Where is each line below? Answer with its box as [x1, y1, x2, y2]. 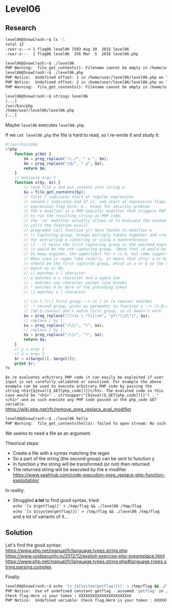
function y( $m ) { [14, 151, 52, 156]
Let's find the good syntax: [5, 542, 62, 548]
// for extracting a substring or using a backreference [24, 237, 147, 242]
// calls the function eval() [24, 223, 88, 228]
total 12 [5, 42, 24, 47]
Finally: [5, 574, 20, 580]
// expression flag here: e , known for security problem [24, 204, 150, 209]
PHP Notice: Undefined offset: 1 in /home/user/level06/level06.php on [5, 75, 164, 80]
